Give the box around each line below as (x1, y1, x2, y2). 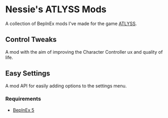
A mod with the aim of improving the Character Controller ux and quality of (5, 49, 163, 55)
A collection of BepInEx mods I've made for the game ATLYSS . (5, 20, 137, 27)
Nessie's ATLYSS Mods (5, 4, 107, 15)
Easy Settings (5, 69, 50, 78)
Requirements (5, 96, 41, 103)
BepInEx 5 (12, 107, 35, 113)
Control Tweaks (5, 35, 57, 44)
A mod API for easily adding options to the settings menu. (5, 83, 127, 89)
